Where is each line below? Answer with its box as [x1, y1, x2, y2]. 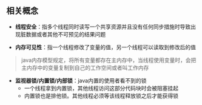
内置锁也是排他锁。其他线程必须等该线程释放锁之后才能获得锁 [24, 92, 179, 99]
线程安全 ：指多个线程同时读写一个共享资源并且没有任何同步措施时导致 [15, 23, 191, 30]
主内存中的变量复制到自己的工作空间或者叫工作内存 [21, 64, 149, 71]
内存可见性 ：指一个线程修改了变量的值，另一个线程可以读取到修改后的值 [15, 43, 196, 50]
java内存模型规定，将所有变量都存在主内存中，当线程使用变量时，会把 [21, 56, 197, 64]
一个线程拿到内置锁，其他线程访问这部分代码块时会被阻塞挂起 [24, 84, 179, 92]
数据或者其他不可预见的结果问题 [25, 30, 106, 38]
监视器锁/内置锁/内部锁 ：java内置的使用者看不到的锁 [15, 76, 147, 84]
